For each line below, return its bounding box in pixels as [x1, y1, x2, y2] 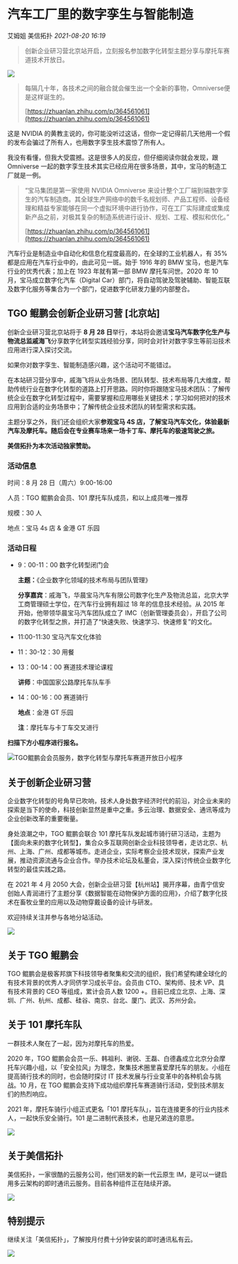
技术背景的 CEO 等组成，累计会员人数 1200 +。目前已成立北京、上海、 [13, 987, 220, 995]
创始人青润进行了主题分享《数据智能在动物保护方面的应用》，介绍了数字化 [7, 889, 222, 898]
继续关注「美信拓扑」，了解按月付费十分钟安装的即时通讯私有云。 [7, 1235, 197, 1244]
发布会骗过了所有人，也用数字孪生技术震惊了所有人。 [13, 138, 169, 146]
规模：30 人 [7, 509, 42, 518]
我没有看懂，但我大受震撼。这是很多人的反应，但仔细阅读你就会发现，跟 [7, 153, 218, 161]
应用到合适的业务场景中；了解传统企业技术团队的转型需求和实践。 [7, 402, 200, 411]
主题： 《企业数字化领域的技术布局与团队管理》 [17, 576, 152, 584]
